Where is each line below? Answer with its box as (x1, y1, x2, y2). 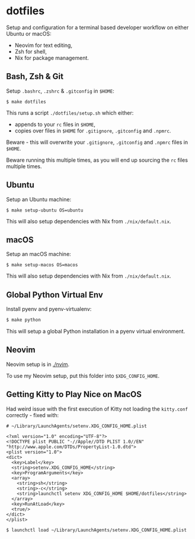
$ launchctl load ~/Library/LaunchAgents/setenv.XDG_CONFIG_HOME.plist (6, 527, 187, 533)
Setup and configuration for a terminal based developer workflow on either (6, 24, 189, 31)
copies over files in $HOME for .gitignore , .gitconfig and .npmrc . (14, 127, 171, 134)
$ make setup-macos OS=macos (6, 262, 78, 268)
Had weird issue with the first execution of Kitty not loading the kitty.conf (6, 405, 188, 412)
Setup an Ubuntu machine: (6, 196, 72, 203)
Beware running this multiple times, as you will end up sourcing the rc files (6, 156, 188, 163)
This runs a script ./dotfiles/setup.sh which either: (6, 109, 134, 116)
